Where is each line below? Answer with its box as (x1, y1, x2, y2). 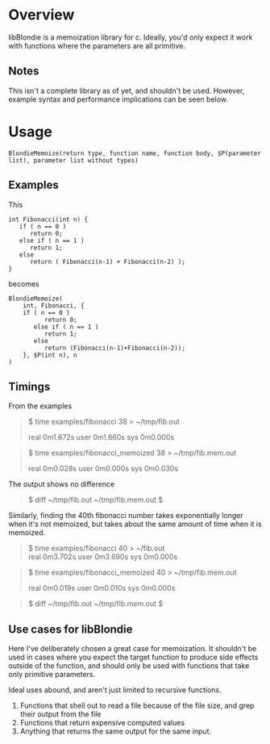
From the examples (8, 401, 73, 411)
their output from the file (19, 709, 102, 719)
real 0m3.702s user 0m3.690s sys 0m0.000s (27, 552, 178, 562)
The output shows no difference (8, 479, 115, 489)
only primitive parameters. (8, 670, 96, 679)
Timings (8, 379, 51, 393)
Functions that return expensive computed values (19, 718, 185, 728)
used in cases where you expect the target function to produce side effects (8, 652, 259, 662)
